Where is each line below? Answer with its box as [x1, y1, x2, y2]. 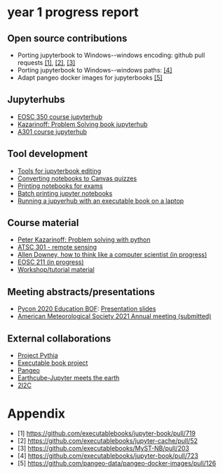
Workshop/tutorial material [17, 266, 95, 274]
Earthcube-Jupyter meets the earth [17, 374, 120, 382]
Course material [7, 217, 79, 229]
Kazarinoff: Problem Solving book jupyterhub [17, 120, 148, 128]
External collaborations [7, 332, 111, 344]
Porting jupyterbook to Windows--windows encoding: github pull [17, 51, 205, 59]
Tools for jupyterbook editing [17, 166, 102, 175]
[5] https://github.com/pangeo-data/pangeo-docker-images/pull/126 [17, 459, 216, 467]
